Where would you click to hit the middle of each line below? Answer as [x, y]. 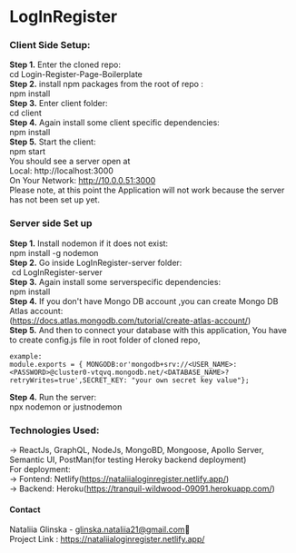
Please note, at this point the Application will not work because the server [147, 190]
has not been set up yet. [54, 200]
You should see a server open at [70, 162]
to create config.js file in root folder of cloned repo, [105, 340]
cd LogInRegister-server [57, 272]
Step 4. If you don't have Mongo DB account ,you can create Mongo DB [144, 301]
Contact [25, 509]
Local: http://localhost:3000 [61, 171]
